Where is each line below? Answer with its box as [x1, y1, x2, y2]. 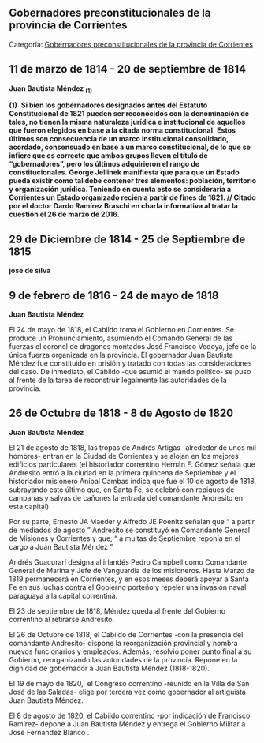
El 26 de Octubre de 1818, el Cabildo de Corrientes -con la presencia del [9, 629, 244, 639]
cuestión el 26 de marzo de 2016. [9, 209, 121, 220]
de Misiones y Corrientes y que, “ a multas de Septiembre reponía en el [9, 533, 241, 543]
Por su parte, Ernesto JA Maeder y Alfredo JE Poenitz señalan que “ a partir [9, 516, 255, 526]
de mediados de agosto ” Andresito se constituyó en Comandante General [9, 525, 251, 535]
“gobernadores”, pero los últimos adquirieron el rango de [9, 159, 200, 169]
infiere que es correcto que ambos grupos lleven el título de [9, 151, 208, 160]
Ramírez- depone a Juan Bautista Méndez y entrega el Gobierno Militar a [9, 719, 246, 729]
